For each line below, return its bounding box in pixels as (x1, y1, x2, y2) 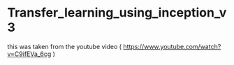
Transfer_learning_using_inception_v (7, 5, 227, 21)
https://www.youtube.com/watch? (123, 42, 221, 50)
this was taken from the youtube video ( (7, 42, 122, 50)
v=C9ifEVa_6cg (7, 50, 52, 58)
